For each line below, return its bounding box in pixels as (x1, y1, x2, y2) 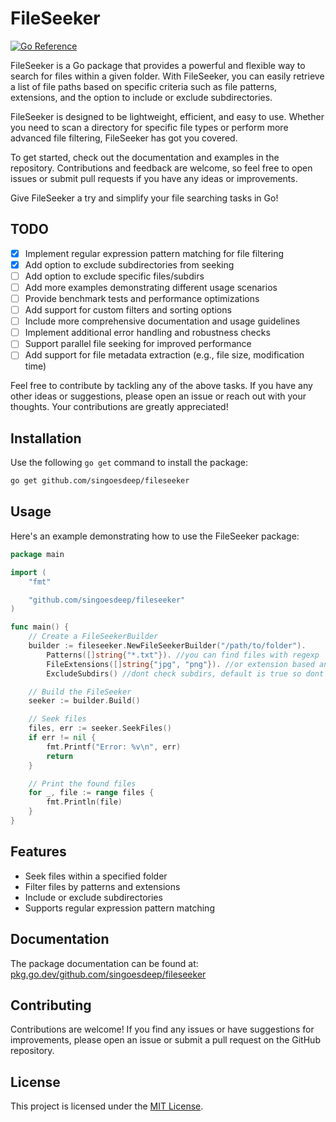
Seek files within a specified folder (24, 870, 168, 882)
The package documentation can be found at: (10, 957, 199, 969)
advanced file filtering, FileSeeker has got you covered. (10, 132, 238, 144)
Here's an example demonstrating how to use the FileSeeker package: (10, 530, 300, 542)
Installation (10, 430, 82, 447)
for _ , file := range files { (28, 788, 155, 798)
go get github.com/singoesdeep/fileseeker (10, 476, 190, 486)
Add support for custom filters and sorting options (24, 304, 232, 316)
